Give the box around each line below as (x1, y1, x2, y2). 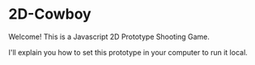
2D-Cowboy (8, 5, 91, 24)
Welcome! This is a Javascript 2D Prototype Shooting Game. (8, 32, 210, 41)
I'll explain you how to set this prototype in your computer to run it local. (8, 47, 249, 57)
